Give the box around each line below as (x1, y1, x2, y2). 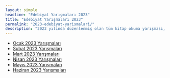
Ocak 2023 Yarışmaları (12, 40, 61, 46)
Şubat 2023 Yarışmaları (12, 46, 62, 52)
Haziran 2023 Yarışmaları (12, 67, 66, 73)
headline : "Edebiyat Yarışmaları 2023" (5, 12, 90, 17)
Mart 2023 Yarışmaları (12, 51, 60, 57)
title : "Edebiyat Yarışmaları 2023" (5, 17, 83, 22)
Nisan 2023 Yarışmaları (12, 56, 62, 62)
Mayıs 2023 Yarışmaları (12, 62, 62, 68)
